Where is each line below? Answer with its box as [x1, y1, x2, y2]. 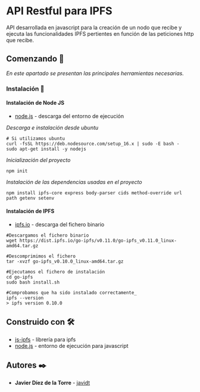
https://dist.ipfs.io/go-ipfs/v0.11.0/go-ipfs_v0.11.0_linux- [19, 238, 177, 244]
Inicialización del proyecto [6, 156, 71, 163]
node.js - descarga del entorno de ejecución [14, 112, 124, 120]
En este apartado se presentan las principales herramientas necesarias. [6, 70, 185, 77]
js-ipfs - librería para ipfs [14, 335, 76, 343]
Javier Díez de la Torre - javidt [14, 379, 90, 386]
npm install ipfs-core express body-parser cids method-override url [6, 189, 183, 196]
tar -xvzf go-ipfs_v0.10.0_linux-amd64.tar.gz [6, 259, 124, 265]
